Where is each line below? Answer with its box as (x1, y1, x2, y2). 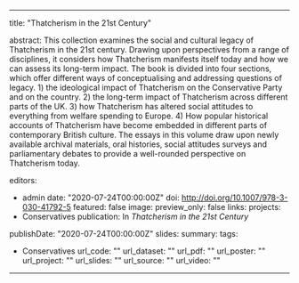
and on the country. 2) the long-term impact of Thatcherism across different (9, 92, 288, 102)
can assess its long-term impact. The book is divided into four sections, (9, 63, 272, 74)
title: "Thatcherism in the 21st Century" (9, 18, 152, 28)
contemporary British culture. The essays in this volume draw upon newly (9, 130, 279, 140)
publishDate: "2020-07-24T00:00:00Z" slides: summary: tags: (9, 229, 238, 239)
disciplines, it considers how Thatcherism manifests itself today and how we (9, 54, 289, 64)
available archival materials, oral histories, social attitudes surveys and (9, 139, 268, 150)
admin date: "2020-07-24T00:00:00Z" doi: (21, 192, 180, 203)
